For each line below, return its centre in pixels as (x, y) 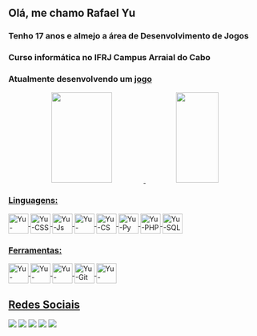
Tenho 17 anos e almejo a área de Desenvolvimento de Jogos (129, 36)
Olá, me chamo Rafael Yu (72, 13)
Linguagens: (33, 200)
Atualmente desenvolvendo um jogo (80, 79)
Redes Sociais (44, 304)
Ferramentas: (35, 250)
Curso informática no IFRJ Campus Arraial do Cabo (109, 58)
